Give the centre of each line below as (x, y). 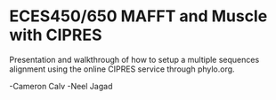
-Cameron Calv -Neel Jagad (61, 86)
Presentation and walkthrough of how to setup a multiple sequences (134, 59)
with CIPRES (56, 35)
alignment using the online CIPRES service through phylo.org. (122, 69)
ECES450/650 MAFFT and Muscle (138, 16)
